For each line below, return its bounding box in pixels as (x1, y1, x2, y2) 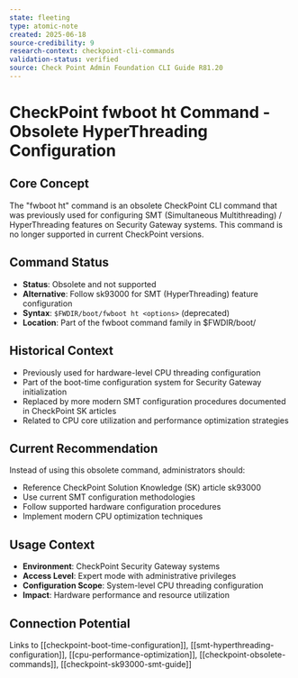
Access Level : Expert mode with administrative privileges (22, 571, 237, 582)
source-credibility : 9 (9, 38, 95, 48)
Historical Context (9, 343, 114, 358)
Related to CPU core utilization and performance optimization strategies (22, 415, 290, 426)
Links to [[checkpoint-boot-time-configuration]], (9, 639, 189, 650)
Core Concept (9, 176, 90, 192)
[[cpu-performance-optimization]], (68, 649, 198, 660)
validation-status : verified (9, 55, 119, 64)
